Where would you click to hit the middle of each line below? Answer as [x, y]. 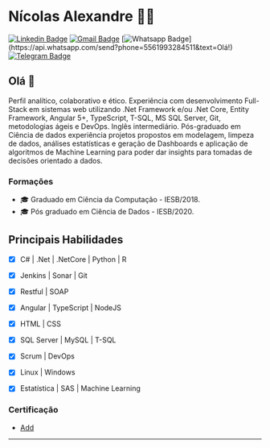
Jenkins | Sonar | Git [54, 275]
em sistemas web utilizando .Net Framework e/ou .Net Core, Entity [139, 109]
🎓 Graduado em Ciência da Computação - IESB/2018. [110, 200]
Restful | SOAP [44, 291]
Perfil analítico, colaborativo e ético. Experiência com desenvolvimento [126, 101]
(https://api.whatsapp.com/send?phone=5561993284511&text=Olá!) [121, 47]
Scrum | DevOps [47, 356]
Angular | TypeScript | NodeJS [71, 308]
